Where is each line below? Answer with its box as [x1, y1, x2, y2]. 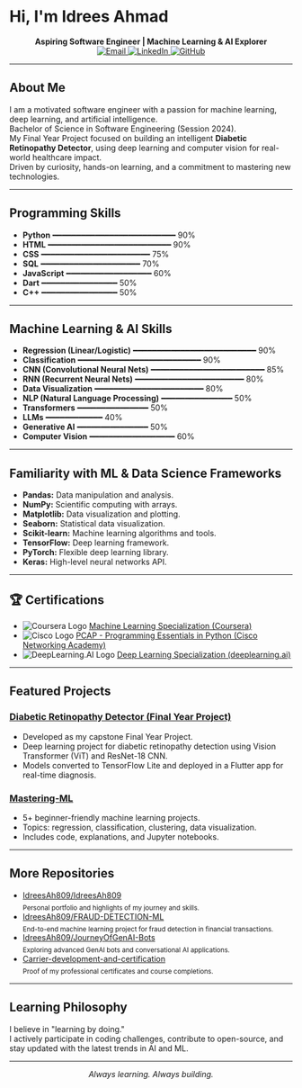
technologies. [9, 171, 60, 182]
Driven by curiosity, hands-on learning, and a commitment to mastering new [9, 161, 291, 172]
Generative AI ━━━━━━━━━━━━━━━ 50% [22, 421, 168, 433]
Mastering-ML [9, 792, 74, 805]
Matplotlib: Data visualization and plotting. [22, 508, 182, 519]
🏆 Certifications [9, 592, 105, 607]
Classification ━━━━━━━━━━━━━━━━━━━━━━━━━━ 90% [22, 355, 222, 365]
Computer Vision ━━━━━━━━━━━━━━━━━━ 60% [22, 431, 195, 442]
